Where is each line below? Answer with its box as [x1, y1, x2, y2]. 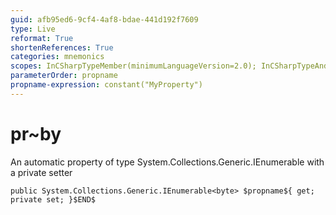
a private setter [10, 166, 73, 178]
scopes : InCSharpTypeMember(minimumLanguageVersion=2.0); [10, 61, 257, 71]
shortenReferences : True [10, 42, 114, 53]
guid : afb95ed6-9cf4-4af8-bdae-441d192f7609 [10, 14, 199, 25]
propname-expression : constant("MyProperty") [10, 80, 203, 90]
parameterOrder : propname [10, 71, 118, 81]
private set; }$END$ [10, 194, 97, 205]
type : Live [10, 24, 56, 34]
